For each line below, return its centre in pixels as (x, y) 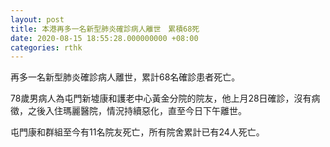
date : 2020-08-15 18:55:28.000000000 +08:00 (104, 38)
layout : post (37, 19)
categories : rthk (46, 47)
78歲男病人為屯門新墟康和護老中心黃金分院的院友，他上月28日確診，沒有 (161, 98)
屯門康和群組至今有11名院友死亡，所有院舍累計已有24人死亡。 (137, 132)
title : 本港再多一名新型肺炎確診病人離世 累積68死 (105, 29)
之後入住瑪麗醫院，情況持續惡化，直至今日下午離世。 (137, 111)
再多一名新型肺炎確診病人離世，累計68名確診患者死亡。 (125, 77)
